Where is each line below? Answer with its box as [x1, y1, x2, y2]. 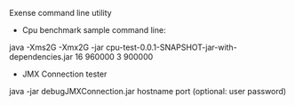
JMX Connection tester [21, 69, 108, 79]
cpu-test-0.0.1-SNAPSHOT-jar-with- [105, 42, 237, 52]
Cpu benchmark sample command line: [21, 25, 166, 35]
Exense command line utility [9, 8, 113, 18]
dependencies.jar [9, 52, 74, 61]
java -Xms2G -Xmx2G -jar [9, 42, 105, 52]
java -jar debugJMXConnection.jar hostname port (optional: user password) [9, 86, 287, 96]
